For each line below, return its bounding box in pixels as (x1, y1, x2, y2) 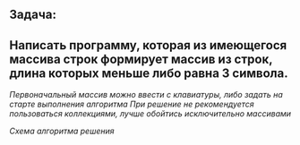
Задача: (9, 7, 56, 22)
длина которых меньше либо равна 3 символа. (9, 65, 288, 81)
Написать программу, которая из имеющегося (9, 38, 287, 53)
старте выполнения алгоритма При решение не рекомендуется (9, 98, 254, 110)
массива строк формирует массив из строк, (9, 51, 273, 66)
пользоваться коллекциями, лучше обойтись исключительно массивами (9, 108, 292, 119)
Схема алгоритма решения (9, 125, 115, 137)
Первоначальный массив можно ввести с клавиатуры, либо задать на (9, 90, 284, 100)
